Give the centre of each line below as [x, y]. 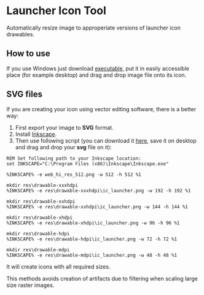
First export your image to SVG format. [64, 127]
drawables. [21, 34]
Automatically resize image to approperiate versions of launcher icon [94, 28]
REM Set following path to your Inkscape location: [74, 158]
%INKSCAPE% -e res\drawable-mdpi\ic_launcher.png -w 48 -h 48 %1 [92, 255]
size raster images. [30, 285]
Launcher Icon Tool [56, 11]
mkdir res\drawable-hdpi [38, 234]
